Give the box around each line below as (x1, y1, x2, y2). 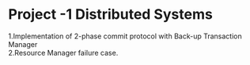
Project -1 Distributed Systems (8, 5, 214, 23)
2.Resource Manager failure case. (8, 48, 119, 57)
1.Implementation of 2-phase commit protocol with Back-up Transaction (8, 31, 243, 41)
